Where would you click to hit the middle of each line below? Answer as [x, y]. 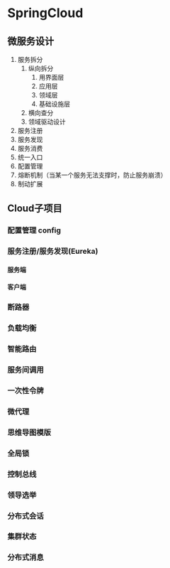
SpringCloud [45, 13]
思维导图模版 [29, 432]
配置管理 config [34, 230]
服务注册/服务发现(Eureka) [53, 252]
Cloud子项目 [35, 209]
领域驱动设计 [47, 122]
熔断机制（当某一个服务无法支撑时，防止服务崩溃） [92, 175]
